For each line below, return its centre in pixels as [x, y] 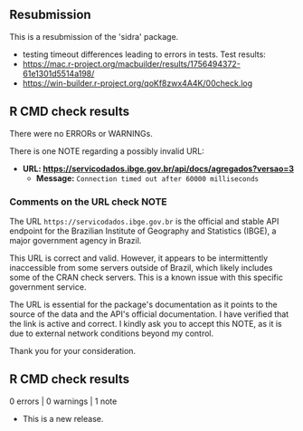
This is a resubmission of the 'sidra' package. [94, 36]
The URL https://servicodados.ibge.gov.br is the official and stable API [144, 221]
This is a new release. [63, 418]
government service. [48, 287]
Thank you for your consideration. [73, 350]
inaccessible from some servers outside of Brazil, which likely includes [141, 267]
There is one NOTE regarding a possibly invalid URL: [107, 151]
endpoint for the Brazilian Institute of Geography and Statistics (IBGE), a [143, 231]
